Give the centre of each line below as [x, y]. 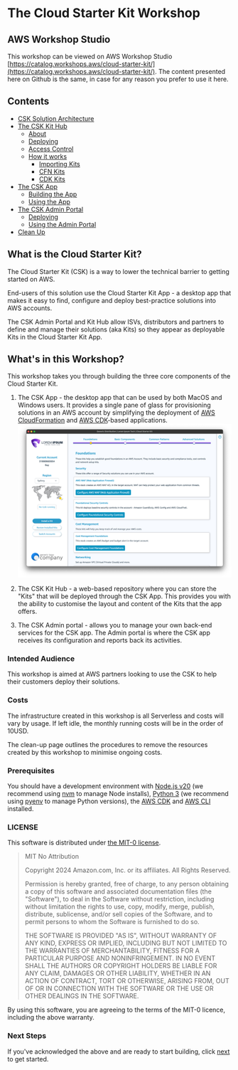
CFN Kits [52, 171]
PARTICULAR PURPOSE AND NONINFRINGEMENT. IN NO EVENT [120, 958]
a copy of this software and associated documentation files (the [118, 891]
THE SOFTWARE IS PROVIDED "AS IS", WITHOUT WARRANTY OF [121, 936]
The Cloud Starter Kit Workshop [104, 13]
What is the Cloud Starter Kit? [75, 254]
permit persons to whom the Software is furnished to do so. [112, 922]
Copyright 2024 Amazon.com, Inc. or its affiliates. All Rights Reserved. [128, 870]
